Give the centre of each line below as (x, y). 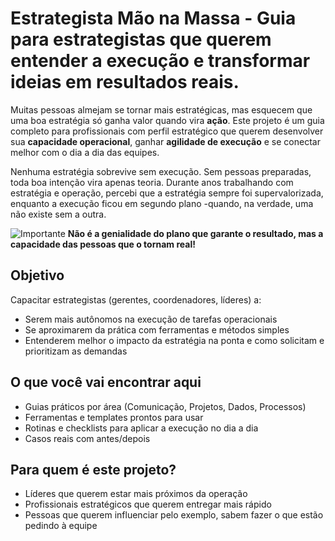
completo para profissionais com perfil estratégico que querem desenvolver (167, 131)
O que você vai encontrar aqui (106, 382)
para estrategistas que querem (141, 39)
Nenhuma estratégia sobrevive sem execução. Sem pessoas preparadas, (161, 171)
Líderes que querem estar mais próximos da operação (136, 494)
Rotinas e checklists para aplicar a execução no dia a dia (141, 428)
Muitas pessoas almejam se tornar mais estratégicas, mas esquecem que (161, 109)
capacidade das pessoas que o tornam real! (103, 244)
